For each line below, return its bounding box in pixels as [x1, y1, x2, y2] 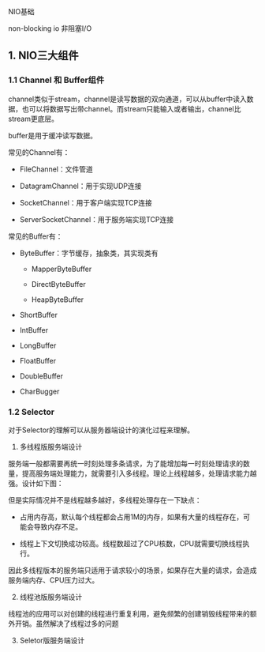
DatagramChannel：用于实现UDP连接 [19, 181, 142, 190]
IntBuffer [19, 325, 49, 334]
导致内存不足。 [33, 522, 83, 531]
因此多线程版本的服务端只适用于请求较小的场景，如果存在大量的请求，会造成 [8, 565, 257, 575]
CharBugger [19, 386, 60, 396]
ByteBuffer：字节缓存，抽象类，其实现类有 [19, 248, 159, 258]
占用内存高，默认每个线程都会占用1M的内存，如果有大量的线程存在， [19, 512, 244, 522]
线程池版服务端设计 [19, 592, 83, 601]
